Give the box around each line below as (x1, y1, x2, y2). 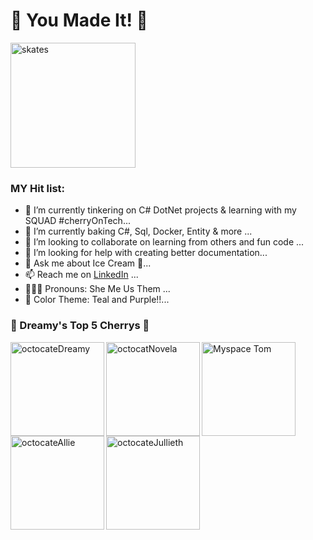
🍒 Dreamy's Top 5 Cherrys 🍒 (10, 319, 150, 333)
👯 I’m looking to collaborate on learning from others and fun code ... (24, 236, 305, 248)
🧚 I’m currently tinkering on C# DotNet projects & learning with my (24, 204, 297, 216)
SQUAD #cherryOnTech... (24, 215, 131, 227)
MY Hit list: (10, 181, 66, 195)
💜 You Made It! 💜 (10, 9, 148, 32)
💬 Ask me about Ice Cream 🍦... (24, 257, 152, 269)
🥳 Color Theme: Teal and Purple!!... (24, 294, 170, 306)
